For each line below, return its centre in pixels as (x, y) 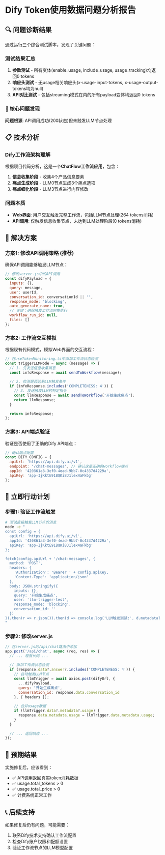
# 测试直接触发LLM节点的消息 (31, 522)
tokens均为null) (28, 88)
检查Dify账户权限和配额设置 (40, 841)
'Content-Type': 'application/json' (52, 577)
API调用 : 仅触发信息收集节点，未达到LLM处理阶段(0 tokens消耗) (77, 221)
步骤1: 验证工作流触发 (30, 512)
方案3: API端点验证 (27, 432)
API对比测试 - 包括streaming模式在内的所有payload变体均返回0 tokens (84, 95)
